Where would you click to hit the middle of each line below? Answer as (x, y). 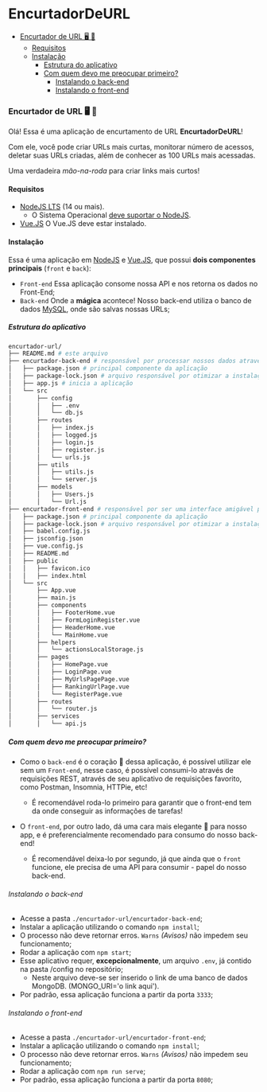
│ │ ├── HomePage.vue (58, 665)
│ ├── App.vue (43, 591)
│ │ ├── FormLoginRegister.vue (74, 620)
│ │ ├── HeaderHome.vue (62, 627)
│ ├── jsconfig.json (46, 539)
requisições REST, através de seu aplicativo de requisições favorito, (131, 779)
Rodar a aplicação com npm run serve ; (82, 1071)
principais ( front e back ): (50, 268)
